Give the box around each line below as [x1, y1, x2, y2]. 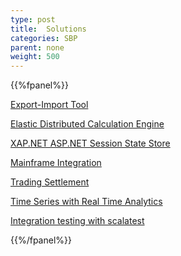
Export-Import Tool [10, 99, 89, 111]
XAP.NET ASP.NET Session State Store [10, 137, 171, 150]
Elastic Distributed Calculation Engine [10, 118, 165, 130]
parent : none [10, 42, 65, 53]
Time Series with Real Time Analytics [10, 196, 163, 208]
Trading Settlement [10, 176, 90, 188]
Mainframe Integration [10, 157, 102, 169]
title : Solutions [10, 24, 87, 34]
